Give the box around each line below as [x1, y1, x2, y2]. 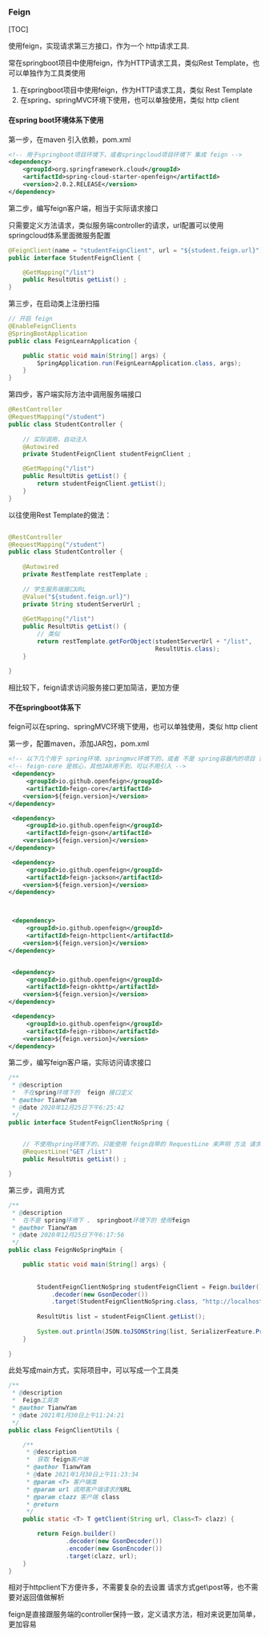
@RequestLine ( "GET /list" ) [22, 1148, 113, 1156]
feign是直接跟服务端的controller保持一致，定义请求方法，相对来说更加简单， [8, 1610, 260, 1619]
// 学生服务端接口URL [22, 585, 86, 593]
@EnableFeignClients [8, 322, 78, 330]
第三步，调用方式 [8, 1185, 65, 1195]
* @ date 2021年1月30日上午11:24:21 [11, 1411, 125, 1419]
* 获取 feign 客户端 [26, 1456, 89, 1464]
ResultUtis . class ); [155, 645, 220, 653]
